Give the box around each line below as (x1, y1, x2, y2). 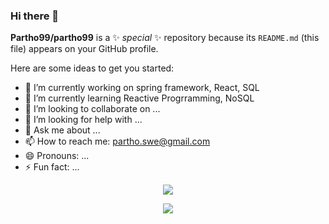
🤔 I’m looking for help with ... (24, 114, 143, 126)
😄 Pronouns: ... (24, 150, 90, 162)
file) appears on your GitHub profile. (10, 43, 159, 55)
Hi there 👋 (10, 9, 60, 23)
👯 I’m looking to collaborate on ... (24, 103, 161, 115)
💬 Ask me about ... (24, 124, 101, 136)
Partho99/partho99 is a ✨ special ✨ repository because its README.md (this (10, 32, 320, 44)
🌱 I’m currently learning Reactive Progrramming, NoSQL (24, 92, 255, 104)
